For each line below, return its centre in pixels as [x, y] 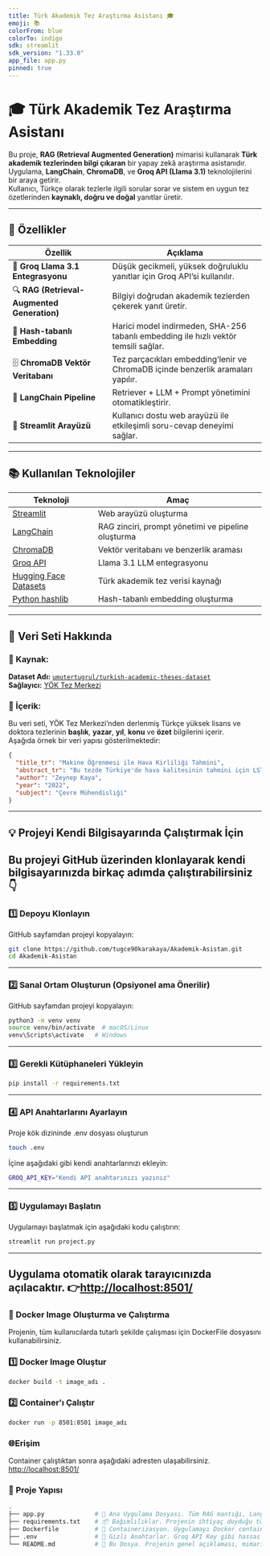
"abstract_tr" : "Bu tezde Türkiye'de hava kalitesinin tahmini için [133, 770]
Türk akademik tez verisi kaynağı [160, 581]
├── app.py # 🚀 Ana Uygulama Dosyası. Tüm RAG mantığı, [127, 1514]
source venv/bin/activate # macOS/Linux [79, 1028]
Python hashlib [41, 599]
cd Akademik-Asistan [43, 957]
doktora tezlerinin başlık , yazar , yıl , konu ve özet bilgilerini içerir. [116, 732]
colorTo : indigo [35, 38]
